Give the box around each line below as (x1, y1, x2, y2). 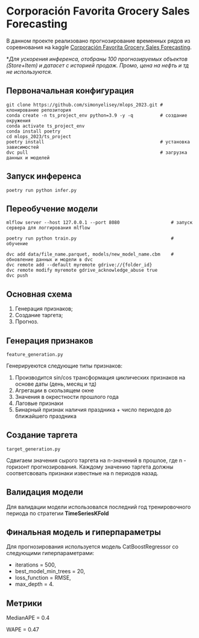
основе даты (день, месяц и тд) (14, 380, 97, 387)
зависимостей (6, 144, 39, 150)
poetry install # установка (6, 139, 190, 145)
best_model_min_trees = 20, (14, 568, 86, 575)
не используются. (6, 68, 52, 75)
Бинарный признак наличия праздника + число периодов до (14, 406, 172, 413)
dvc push (6, 272, 28, 279)
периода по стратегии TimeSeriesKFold (6, 510, 109, 517)
